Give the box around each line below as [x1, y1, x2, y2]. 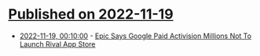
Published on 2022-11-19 [8, 5, 174, 23]
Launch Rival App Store [19, 39, 96, 48]
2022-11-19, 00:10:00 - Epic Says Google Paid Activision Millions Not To [19, 31, 252, 40]
